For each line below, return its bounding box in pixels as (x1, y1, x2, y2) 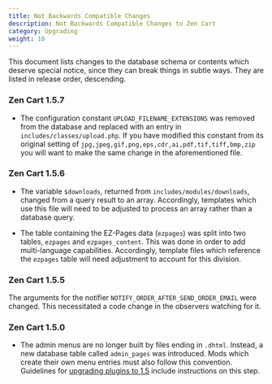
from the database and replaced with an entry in (19, 121, 182, 131)
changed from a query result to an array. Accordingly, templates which (19, 194, 257, 204)
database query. (19, 212, 76, 222)
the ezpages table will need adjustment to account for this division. (19, 254, 242, 264)
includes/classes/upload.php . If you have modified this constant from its (19, 130, 264, 140)
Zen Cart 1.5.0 (8, 322, 66, 334)
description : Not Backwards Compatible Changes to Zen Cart (8, 20, 217, 28)
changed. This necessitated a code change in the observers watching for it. (8, 302, 261, 312)
